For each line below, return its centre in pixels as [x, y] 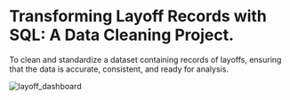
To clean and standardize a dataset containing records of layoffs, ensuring [145, 59]
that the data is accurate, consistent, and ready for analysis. [119, 69]
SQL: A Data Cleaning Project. [121, 35]
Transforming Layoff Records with [138, 16]
